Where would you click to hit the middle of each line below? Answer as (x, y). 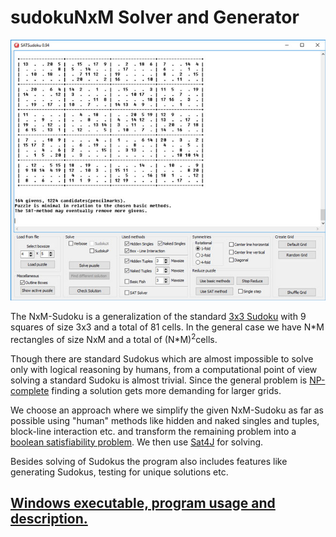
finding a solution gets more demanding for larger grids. (166, 390)
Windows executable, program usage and (143, 503)
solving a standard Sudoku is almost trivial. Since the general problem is (159, 380)
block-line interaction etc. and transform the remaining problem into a (153, 431)
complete (30, 390)
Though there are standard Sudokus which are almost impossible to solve (162, 358)
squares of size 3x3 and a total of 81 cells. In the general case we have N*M (167, 327)
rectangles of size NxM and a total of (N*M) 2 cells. (114, 338)
